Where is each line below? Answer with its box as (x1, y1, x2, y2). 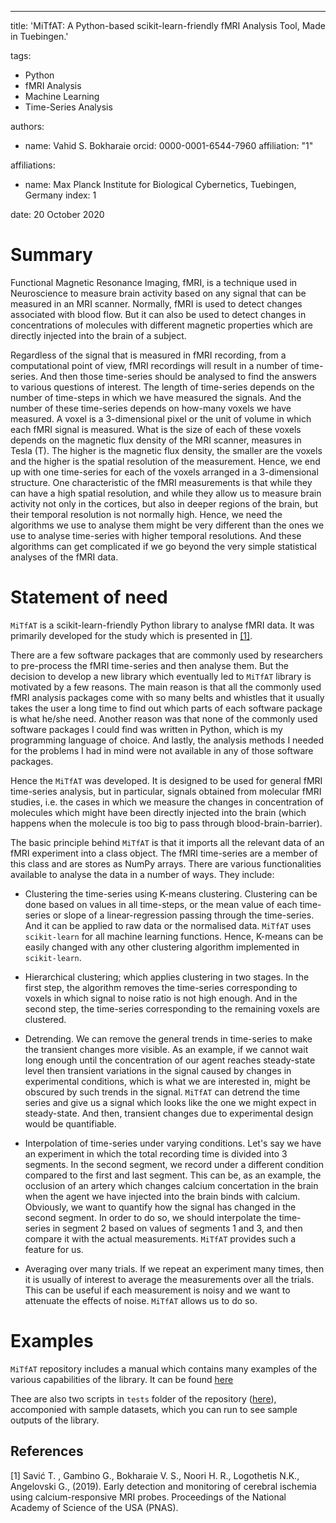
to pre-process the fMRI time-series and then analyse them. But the (10, 659, 289, 671)
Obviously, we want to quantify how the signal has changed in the (24, 1201, 297, 1213)
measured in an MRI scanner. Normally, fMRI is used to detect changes (10, 297, 303, 310)
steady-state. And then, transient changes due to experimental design (24, 1107, 314, 1119)
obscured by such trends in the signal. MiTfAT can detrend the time (24, 1086, 301, 1098)
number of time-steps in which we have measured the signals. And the (10, 391, 302, 403)
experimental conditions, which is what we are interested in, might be (24, 1075, 311, 1087)
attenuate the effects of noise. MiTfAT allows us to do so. (24, 1294, 258, 1306)
